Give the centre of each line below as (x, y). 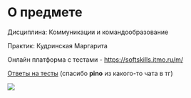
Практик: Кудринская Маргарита (58, 45)
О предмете (45, 12)
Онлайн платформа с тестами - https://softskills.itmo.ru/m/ (95, 59)
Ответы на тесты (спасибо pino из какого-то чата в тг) (90, 73)
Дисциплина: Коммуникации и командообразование (88, 32)
